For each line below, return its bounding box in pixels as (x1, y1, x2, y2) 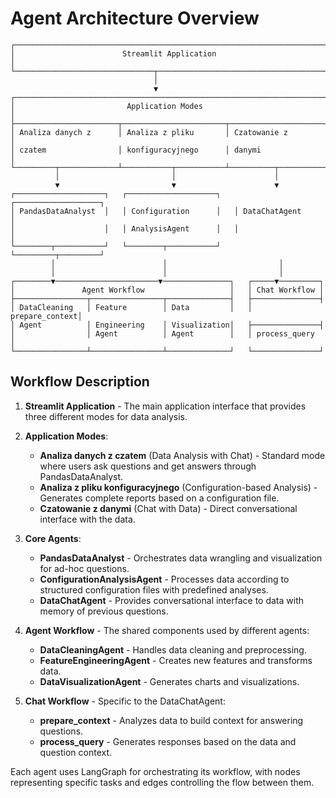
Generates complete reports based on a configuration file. (39, 492, 280, 504)
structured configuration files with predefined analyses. (39, 583, 269, 596)
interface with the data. (39, 513, 136, 525)
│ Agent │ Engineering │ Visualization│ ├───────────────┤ (10, 320, 325, 330)
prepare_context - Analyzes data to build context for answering (39, 714, 304, 726)
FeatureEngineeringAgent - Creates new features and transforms (39, 654, 313, 666)
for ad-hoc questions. (39, 562, 130, 574)
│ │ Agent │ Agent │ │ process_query (10, 328, 315, 339)
